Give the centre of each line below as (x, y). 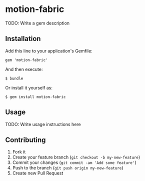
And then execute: (24, 69)
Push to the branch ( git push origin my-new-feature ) (68, 168)
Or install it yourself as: (29, 87)
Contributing (25, 140)
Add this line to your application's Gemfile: (49, 50)
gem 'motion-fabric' (27, 60)
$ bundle (14, 78)
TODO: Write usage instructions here (43, 124)
